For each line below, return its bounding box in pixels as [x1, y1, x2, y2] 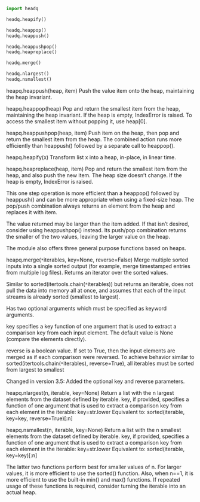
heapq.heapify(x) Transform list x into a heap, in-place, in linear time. [6, 153, 176, 161]
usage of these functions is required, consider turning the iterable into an [6, 482, 186, 489]
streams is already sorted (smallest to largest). [6, 293, 121, 300]
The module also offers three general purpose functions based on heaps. [6, 244, 186, 251]
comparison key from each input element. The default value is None [6, 329, 174, 336]
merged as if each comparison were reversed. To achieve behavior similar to [6, 353, 195, 360]
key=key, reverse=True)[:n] [6, 415, 73, 422]
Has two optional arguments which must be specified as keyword [6, 305, 167, 312]
